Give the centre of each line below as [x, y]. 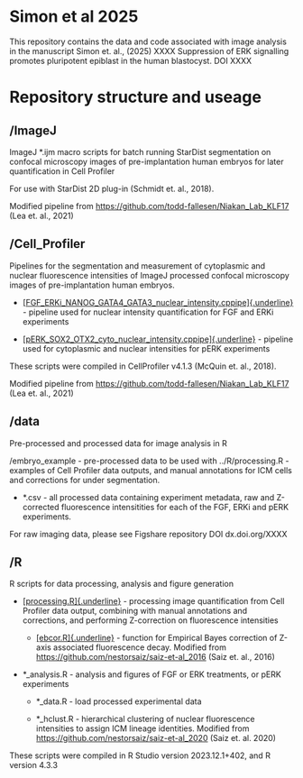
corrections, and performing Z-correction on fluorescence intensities [150, 620]
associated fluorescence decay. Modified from [140, 647]
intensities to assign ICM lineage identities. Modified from [142, 728]
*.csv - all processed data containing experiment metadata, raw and [148, 497]
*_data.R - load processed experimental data [119, 701]
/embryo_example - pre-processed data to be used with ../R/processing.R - [149, 461]
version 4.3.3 [34, 765]
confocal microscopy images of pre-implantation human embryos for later [147, 161]
